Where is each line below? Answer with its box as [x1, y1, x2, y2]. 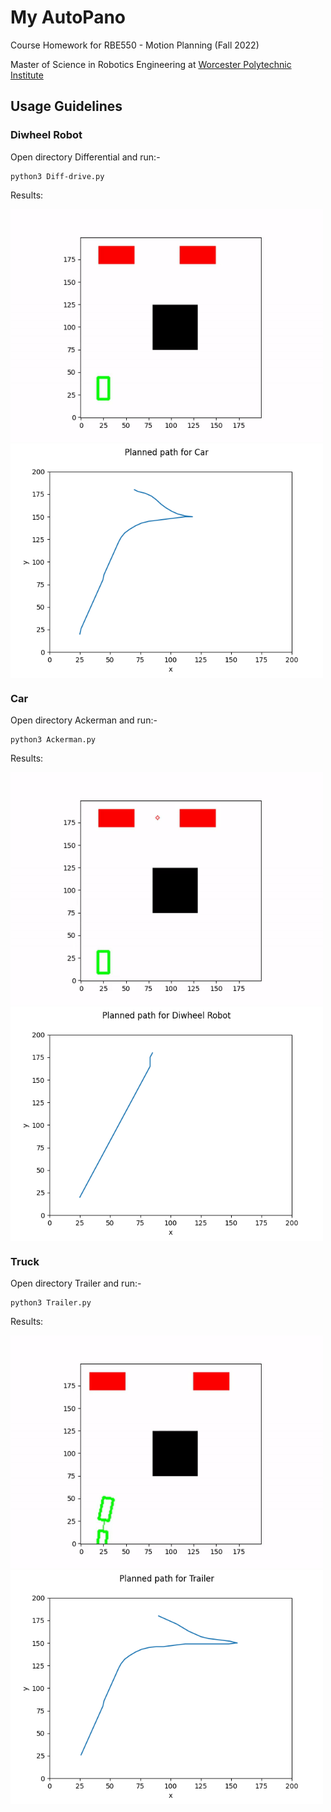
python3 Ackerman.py [10, 734, 97, 745]
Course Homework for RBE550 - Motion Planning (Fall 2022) [10, 39, 260, 51]
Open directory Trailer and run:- [10, 1277, 142, 1290]
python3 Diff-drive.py [10, 171, 105, 181]
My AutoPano [10, 6, 126, 29]
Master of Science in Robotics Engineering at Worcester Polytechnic [10, 58, 292, 70]
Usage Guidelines [10, 98, 123, 115]
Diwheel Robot [10, 128, 83, 142]
